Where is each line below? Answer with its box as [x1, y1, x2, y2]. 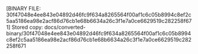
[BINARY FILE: [6, 5, 41, 12]
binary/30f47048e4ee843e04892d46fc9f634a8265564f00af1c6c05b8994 [6, 30, 191, 37]
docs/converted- [44, 23, 86, 31]
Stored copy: [11, 23, 43, 31]
